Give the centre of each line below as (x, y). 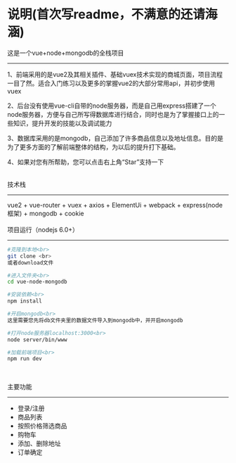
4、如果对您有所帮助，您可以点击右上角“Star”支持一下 (86, 162)
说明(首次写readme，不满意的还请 (106, 14)
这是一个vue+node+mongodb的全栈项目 (66, 53)
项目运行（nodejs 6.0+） (43, 229)
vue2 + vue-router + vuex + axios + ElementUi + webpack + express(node (115, 205)
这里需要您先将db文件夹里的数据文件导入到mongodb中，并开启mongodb (95, 320)
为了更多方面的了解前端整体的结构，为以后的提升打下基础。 (93, 147)
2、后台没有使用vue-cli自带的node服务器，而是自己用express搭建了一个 (112, 106)
